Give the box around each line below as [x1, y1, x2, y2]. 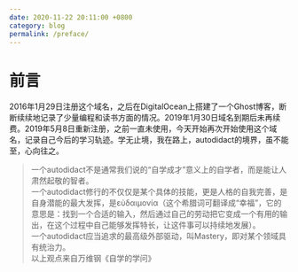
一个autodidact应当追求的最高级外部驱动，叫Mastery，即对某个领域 [30, 231, 279, 242]
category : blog [9, 21, 66, 30]
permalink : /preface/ [9, 29, 90, 38]
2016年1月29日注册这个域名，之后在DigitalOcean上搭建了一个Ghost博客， [9, 101, 279, 112]
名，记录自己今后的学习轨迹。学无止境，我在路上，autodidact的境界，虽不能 [9, 135, 289, 145]
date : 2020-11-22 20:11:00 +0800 [9, 12, 133, 22]
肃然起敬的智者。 [30, 175, 94, 186]
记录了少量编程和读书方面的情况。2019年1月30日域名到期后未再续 [39, 113, 281, 123]
